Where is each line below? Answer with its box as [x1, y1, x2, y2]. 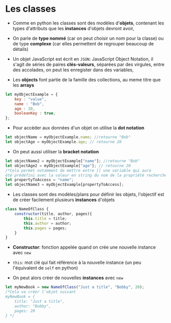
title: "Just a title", [14, 299, 65, 304]
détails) [12, 46, 29, 52]
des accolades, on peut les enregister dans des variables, [12, 67, 134, 73]
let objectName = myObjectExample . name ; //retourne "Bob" [5, 134, 131, 140]
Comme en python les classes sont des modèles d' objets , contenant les [12, 20, 164, 26]
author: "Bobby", [14, 304, 51, 309]
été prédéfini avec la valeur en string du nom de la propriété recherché [5, 173, 167, 178]
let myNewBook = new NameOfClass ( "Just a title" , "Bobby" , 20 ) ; [5, 285, 145, 290]
